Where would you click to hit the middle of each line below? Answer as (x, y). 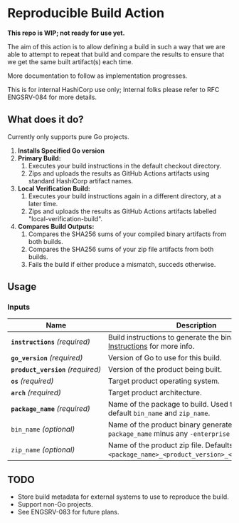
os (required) (33, 381)
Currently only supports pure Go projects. (68, 136)
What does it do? (46, 120)
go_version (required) (47, 358)
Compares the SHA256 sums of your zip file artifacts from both (121, 249)
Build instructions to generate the (163, 337)
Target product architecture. (155, 392)
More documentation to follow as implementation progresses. (97, 76)
